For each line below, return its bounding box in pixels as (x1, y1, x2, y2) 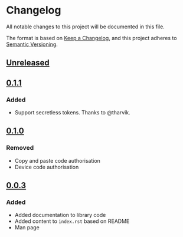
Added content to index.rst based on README (14, 218, 130, 225)
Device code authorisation (14, 163, 79, 170)
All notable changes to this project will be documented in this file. (6, 23, 165, 30)
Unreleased (6, 58, 50, 68)
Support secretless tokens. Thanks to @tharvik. (14, 109, 131, 116)
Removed (6, 144, 34, 152)
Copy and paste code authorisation (14, 157, 100, 164)
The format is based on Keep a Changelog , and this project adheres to (6, 34, 177, 41)
